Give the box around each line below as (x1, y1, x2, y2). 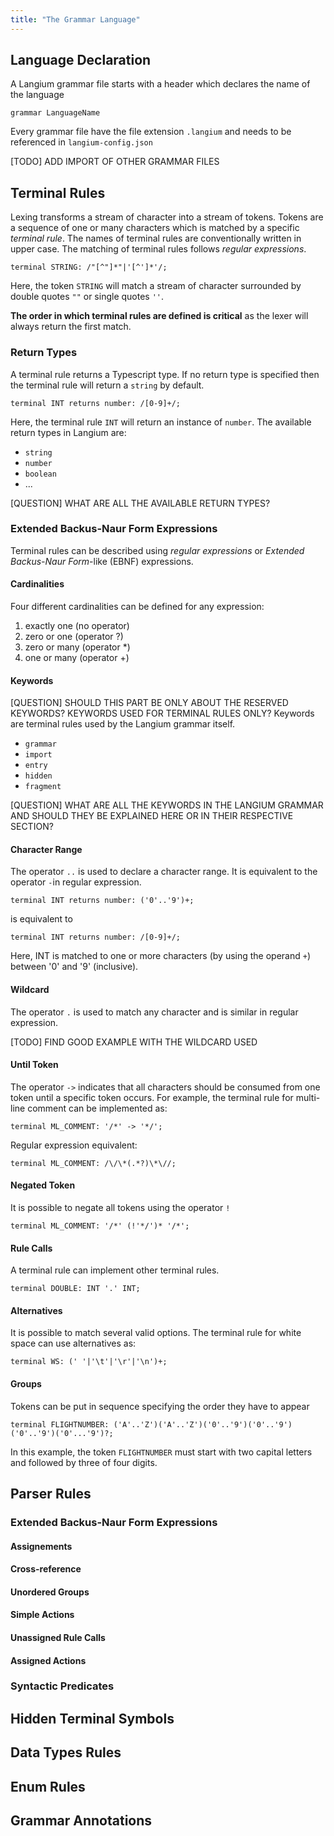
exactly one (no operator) (24, 620, 130, 632)
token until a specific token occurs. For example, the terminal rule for (10, 1091, 294, 1103)
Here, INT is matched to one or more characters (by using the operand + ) (10, 950, 312, 962)
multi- (295, 1091, 321, 1103)
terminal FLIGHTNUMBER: (10, 1419, 110, 1430)
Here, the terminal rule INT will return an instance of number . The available (10, 416, 312, 428)
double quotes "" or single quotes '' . (10, 291, 165, 303)
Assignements (10, 1540, 73, 1552)
